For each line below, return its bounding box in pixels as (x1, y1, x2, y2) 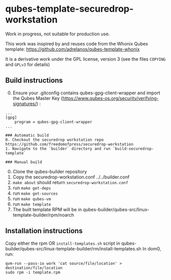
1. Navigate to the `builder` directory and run (5, 146, 111, 151)
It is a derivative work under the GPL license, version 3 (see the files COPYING (5, 56, 166, 62)
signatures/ (12, 100, 37, 107)
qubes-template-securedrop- (5, 3, 134, 15)
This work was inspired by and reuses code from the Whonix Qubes (5, 40, 148, 46)
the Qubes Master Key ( (12, 95, 63, 101)
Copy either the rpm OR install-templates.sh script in (5, 240, 120, 246)
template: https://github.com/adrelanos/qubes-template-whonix (5, 46, 140, 52)
